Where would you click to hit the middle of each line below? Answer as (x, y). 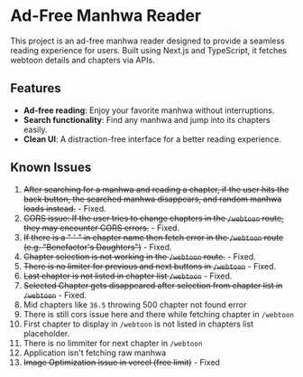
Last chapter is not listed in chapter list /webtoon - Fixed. (128, 276)
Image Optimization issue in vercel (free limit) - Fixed (121, 362)
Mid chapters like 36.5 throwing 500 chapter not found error (135, 305)
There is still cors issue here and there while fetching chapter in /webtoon (158, 314)
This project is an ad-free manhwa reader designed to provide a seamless (147, 41)
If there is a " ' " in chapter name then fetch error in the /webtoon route (153, 237)
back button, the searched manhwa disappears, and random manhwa (152, 199)
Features (36, 88)
